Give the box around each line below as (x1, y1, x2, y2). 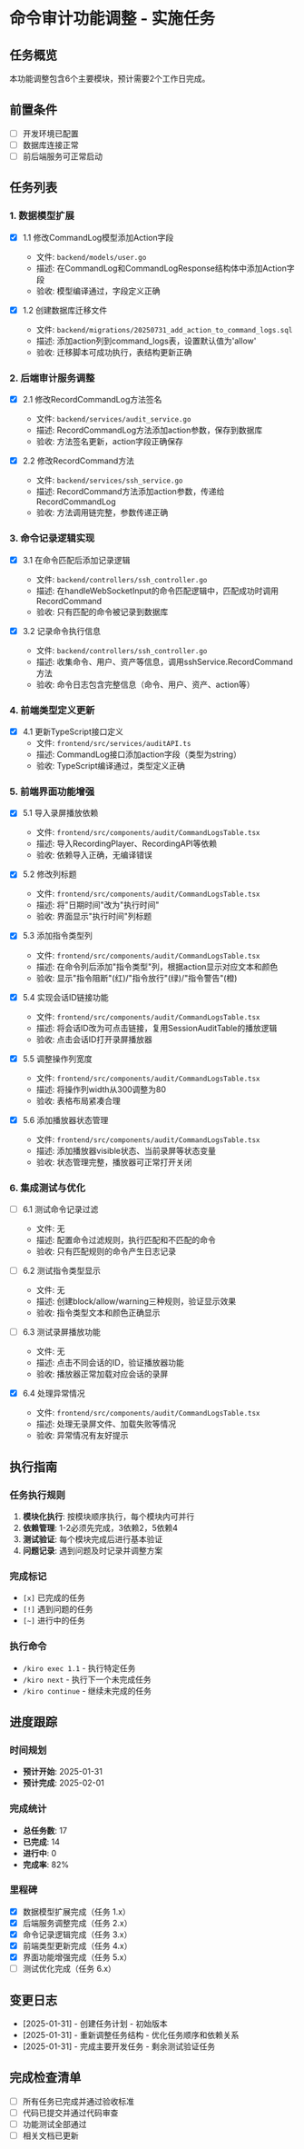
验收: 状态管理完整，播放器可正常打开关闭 (35, 1156, 192, 1168)
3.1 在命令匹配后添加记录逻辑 (22, 554, 131, 565)
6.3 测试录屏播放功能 (22, 1327, 102, 1338)
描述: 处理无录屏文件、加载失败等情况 (35, 1418, 177, 1429)
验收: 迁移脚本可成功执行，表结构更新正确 (35, 346, 192, 357)
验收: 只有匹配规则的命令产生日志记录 (35, 1246, 177, 1257)
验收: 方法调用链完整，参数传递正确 (35, 507, 169, 518)
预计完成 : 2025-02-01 (22, 1777, 104, 1788)
